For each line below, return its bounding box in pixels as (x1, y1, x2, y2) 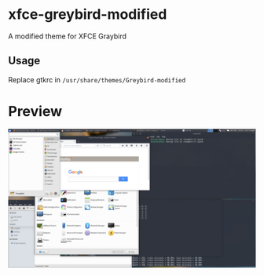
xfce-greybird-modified (8, 5, 167, 24)
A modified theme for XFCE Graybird (8, 31, 127, 41)
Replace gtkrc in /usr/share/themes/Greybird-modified (8, 74, 186, 84)
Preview (8, 102, 63, 120)
